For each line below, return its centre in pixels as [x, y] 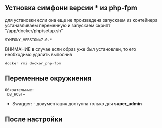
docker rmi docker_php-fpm [33, 63]
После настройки [34, 119]
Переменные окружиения [48, 79]
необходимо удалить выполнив [39, 54]
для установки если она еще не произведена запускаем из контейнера [81, 20]
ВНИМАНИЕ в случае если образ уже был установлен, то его [71, 49]
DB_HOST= [16, 94]
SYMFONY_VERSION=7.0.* [29, 40]
